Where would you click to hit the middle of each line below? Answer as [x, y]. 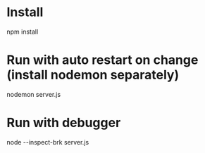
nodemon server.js [34, 94]
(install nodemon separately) [93, 75]
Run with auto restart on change [103, 60]
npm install [23, 32]
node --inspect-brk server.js [48, 142]
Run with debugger [64, 123]
